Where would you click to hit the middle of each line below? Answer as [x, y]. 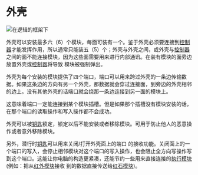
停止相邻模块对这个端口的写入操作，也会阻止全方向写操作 [117, 151]
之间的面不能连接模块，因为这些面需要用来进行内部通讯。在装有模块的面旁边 [99, 57]
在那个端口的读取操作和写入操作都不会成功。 [60, 111]
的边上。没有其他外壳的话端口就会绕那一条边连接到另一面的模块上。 [89, 91]
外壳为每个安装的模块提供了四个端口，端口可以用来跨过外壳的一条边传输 [94, 77]
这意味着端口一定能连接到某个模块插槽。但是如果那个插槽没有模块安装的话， [99, 104]
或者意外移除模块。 [34, 131]
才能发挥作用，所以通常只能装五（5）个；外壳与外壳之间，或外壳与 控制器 [101, 49]
